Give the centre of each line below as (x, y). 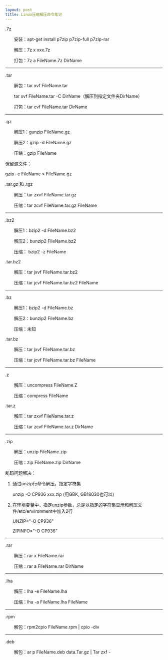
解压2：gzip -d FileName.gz (43, 142)
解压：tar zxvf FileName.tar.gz (45, 195)
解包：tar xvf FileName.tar (41, 85)
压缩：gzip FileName (35, 153)
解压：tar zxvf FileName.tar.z (44, 416)
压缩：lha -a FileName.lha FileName (51, 602)
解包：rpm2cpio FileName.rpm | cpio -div (56, 627)
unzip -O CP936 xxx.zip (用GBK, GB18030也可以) (63, 494)
